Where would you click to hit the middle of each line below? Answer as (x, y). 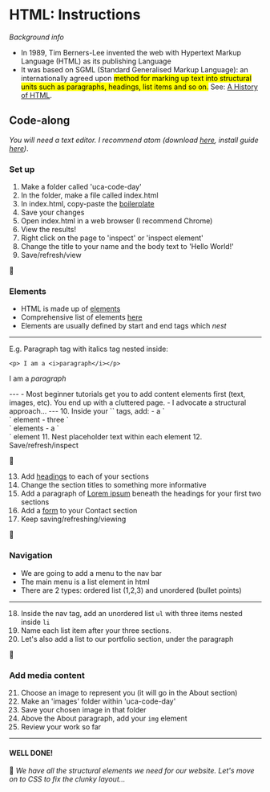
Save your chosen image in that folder (83, 709)
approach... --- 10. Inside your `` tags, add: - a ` (87, 411)
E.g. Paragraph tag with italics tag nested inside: (89, 349)
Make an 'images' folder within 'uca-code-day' (98, 701)
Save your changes (52, 212)
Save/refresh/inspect (44, 445)
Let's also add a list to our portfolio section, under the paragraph (127, 639)
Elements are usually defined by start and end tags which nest (123, 326)
